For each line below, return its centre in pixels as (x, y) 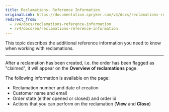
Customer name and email (40, 93)
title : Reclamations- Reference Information (53, 10)
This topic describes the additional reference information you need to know (83, 43)
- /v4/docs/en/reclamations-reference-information (64, 29)
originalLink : (20, 15)
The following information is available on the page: (57, 78)
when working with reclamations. (39, 48)
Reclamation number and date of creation (56, 88)
